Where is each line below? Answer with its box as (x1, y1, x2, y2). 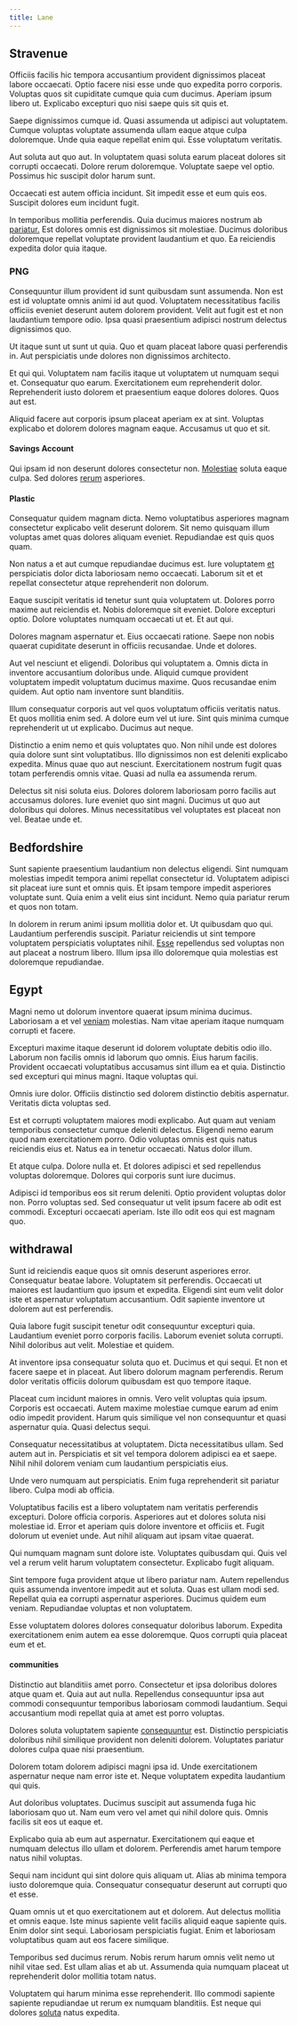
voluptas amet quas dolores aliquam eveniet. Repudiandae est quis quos (9, 532, 275, 542)
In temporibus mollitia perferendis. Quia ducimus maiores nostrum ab (9, 215, 262, 226)
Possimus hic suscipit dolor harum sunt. (9, 170, 156, 181)
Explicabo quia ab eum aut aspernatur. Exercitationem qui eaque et (9, 1833, 255, 1844)
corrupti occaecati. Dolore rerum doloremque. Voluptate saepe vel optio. (9, 161, 276, 172)
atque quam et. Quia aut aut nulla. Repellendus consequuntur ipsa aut (9, 1688, 265, 1699)
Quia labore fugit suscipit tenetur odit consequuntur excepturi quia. (9, 1320, 255, 1331)
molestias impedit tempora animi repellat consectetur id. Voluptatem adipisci (9, 872, 290, 883)
